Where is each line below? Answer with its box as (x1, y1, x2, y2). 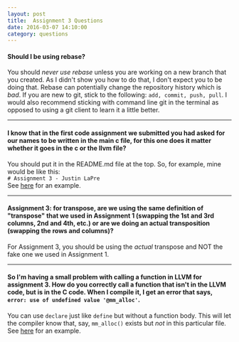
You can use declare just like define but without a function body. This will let (7, 311, 231, 320)
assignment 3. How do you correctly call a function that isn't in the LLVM (7, 280, 226, 289)
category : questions (7, 30, 69, 38)
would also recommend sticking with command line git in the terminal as (7, 98, 219, 107)
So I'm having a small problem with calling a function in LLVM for (7, 273, 203, 282)
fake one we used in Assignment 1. (7, 250, 109, 258)
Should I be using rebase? (7, 52, 85, 60)
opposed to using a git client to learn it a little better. (7, 106, 160, 114)
